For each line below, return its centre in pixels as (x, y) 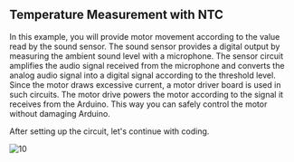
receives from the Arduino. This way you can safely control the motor (138, 104)
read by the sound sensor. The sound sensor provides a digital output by (145, 46)
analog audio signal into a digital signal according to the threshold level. (142, 75)
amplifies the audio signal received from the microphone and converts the (147, 65)
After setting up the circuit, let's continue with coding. (109, 131)
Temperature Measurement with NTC (117, 15)
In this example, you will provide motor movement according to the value (145, 36)
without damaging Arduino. (60, 113)
